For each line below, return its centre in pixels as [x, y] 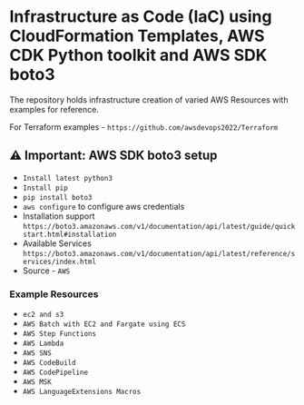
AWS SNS [37, 353]
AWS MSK [37, 382]
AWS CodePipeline [55, 373]
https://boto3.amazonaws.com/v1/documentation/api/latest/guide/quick [159, 226]
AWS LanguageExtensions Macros [82, 392]
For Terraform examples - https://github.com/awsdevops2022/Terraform [144, 127]
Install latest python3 [68, 178]
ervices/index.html [59, 262]
